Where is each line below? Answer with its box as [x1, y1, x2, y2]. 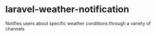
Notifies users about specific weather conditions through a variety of [5, 20, 151, 26]
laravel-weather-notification [5, 4, 129, 15]
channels [5, 25, 25, 31]
